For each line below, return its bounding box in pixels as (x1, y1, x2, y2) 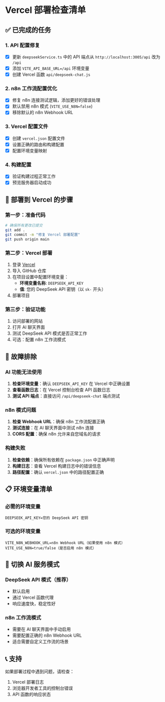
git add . (5, 228, 26, 233)
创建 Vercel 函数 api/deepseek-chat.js (12, 72, 91, 77)
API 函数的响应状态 (12, 692, 51, 698)
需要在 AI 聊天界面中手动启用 (12, 626, 71, 632)
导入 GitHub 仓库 (12, 268, 47, 273)
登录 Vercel (12, 261, 35, 267)
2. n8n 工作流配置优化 (5, 85, 58, 92)
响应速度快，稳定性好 (12, 601, 56, 607)
